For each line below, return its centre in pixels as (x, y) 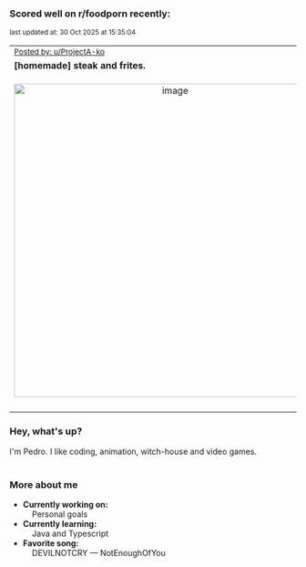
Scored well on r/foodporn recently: (90, 14)
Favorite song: (51, 543)
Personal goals (60, 514)
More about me (44, 484)
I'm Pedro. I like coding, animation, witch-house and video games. (133, 451)
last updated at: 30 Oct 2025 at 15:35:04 (73, 33)
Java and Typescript (70, 533)
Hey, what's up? (46, 431)
